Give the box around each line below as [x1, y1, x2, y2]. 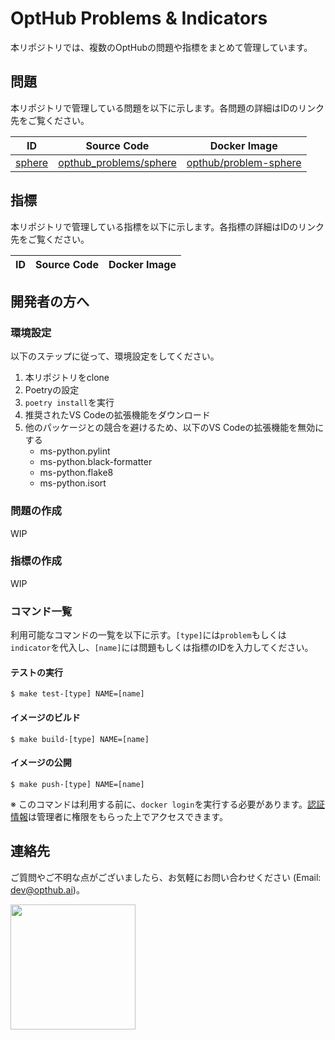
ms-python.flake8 [39, 467, 114, 479]
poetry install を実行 [24, 397, 115, 409]
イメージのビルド [10, 711, 81, 723]
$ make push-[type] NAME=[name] [10, 779, 145, 789]
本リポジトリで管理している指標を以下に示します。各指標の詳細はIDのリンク [10, 220, 325, 232]
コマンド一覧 [10, 604, 73, 618]
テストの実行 [10, 666, 63, 678]
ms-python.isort [39, 477, 107, 489]
